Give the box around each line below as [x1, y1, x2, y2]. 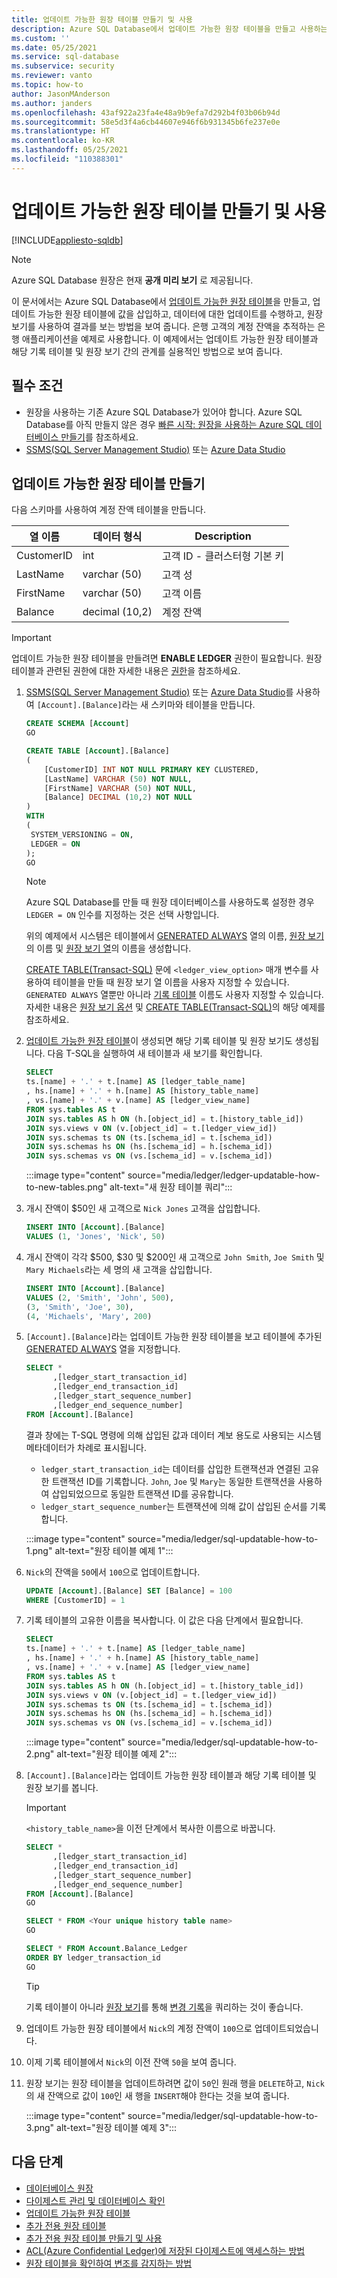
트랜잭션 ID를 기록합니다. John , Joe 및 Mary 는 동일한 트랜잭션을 [51, 1475, 296, 1487]
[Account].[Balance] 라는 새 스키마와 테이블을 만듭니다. [36, 699, 256, 711]
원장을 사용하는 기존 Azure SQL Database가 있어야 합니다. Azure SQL [25, 406, 303, 418]
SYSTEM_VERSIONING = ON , [30, 829, 134, 840]
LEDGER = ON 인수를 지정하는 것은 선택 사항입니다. [25, 909, 220, 921]
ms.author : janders [11, 98, 93, 108]
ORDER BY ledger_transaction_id [25, 1952, 161, 1963]
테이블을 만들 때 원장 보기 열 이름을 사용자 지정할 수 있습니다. [52, 976, 290, 988]
